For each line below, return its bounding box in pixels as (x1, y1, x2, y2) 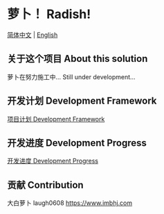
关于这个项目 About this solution (7, 53, 148, 65)
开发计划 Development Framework (7, 95, 157, 107)
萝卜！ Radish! (7, 6, 91, 22)
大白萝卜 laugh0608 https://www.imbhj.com (7, 199, 133, 207)
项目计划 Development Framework (7, 115, 105, 123)
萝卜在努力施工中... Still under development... (7, 72, 136, 81)
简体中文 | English (7, 31, 58, 39)
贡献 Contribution (7, 179, 84, 191)
